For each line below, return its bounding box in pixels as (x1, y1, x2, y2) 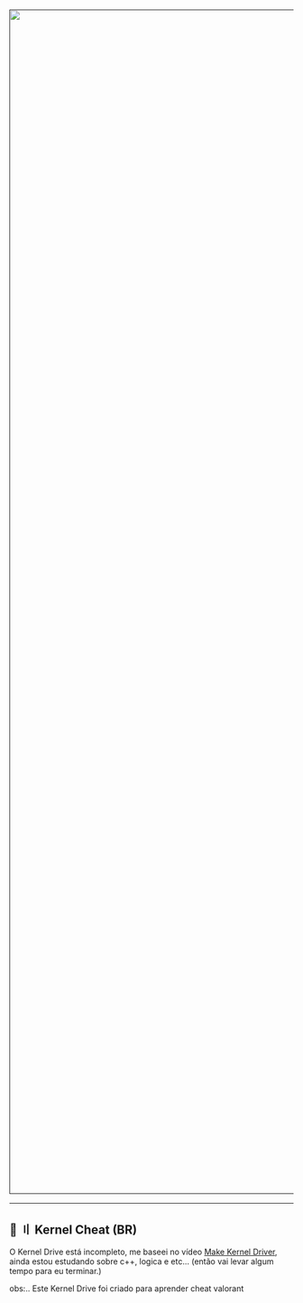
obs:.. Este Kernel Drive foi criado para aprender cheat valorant (9, 1283, 244, 1294)
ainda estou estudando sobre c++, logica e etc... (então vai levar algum (9, 1256, 274, 1267)
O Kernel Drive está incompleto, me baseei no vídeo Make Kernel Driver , (9, 1246, 278, 1258)
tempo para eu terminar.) (9, 1266, 102, 1277)
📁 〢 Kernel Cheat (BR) (9, 1222, 138, 1237)
